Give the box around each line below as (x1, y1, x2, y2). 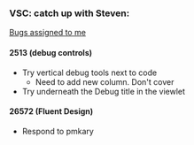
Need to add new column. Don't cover (35, 76, 175, 87)
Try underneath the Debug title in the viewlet (21, 86, 186, 96)
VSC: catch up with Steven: (9, 7, 130, 19)
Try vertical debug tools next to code (21, 67, 158, 78)
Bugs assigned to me (9, 27, 87, 38)
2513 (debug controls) (9, 47, 93, 57)
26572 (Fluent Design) (9, 106, 94, 117)
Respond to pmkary (21, 126, 95, 136)
